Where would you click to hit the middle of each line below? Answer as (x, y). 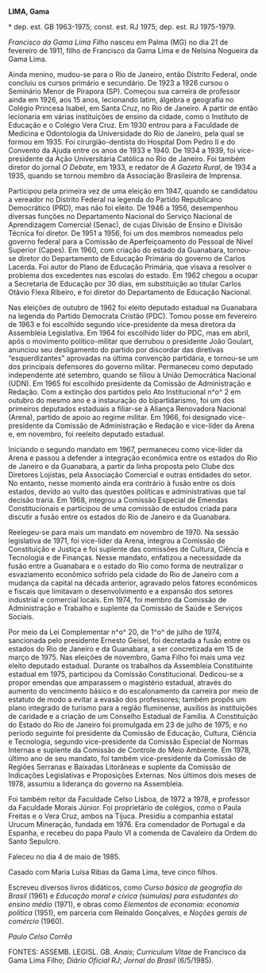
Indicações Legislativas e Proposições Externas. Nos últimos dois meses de (132, 775)
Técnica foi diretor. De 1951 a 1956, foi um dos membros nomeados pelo (126, 233)
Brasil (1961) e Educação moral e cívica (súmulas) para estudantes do (123, 896)
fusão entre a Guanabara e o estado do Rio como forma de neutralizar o (126, 566)
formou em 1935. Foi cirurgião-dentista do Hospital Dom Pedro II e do (122, 142)
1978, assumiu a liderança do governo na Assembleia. (96, 784)
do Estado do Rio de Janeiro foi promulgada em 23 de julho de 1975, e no (128, 725)
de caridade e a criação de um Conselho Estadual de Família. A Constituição (133, 716)
